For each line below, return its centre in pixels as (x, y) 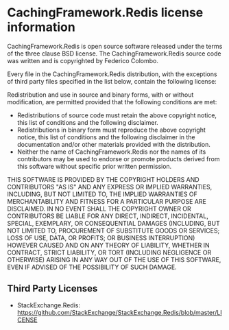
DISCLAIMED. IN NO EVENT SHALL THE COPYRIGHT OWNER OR (99, 209)
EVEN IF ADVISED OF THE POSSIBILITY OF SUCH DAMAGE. (92, 267)
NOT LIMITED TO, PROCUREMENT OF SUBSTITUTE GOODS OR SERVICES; (113, 231)
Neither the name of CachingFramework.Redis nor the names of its (111, 152)
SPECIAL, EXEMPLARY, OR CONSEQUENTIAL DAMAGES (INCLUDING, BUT (114, 223)
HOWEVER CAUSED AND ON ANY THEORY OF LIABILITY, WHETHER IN (109, 245)
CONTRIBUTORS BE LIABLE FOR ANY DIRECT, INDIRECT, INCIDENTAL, (108, 216)
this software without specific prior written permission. (94, 166)
